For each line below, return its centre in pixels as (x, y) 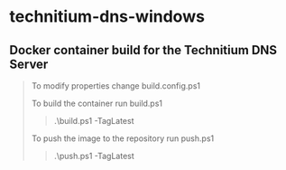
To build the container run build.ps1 (97, 103)
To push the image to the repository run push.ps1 (123, 138)
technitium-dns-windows (107, 17)
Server (29, 64)
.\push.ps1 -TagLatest (94, 156)
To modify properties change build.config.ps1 (116, 86)
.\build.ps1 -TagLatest (94, 121)
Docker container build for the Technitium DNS (143, 50)
